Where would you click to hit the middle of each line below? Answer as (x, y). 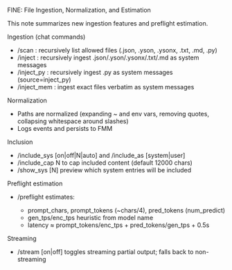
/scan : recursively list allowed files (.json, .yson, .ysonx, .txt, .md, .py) (117, 50)
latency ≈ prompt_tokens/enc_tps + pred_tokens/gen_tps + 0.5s (118, 225)
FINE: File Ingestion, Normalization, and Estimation (79, 10)
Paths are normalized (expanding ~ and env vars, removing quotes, (113, 114)
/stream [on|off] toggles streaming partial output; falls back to (105, 252)
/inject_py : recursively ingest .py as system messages (95, 72)
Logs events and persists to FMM (65, 128)
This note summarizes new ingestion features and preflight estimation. (108, 23)
